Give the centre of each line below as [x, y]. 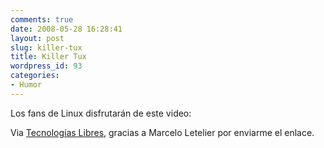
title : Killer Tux [48, 57]
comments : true [42, 19]
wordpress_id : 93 [46, 66]
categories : [35, 76]
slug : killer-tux [46, 47]
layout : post [37, 38]
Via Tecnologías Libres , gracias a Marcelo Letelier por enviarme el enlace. [162, 132]
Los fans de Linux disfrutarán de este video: [101, 113]
